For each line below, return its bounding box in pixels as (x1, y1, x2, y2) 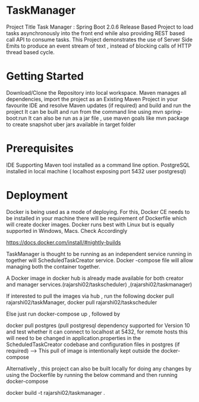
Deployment (6, 189, 68, 202)
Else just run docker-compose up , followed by (6, 310, 121, 317)
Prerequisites (6, 142, 74, 155)
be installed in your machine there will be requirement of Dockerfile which (6, 214, 187, 222)
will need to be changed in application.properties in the (6, 334, 141, 341)
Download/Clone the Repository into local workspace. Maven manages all (6, 89, 187, 96)
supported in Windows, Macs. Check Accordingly (6, 227, 128, 234)
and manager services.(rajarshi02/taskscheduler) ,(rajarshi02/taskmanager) (6, 281, 192, 288)
